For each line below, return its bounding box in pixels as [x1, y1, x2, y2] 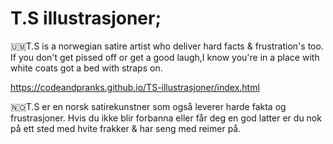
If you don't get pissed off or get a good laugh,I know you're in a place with [10, 51, 320, 63]
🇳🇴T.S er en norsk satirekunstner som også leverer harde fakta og [10, 100, 287, 112]
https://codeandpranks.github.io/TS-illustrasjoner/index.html [10, 81, 260, 93]
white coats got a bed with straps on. [10, 62, 163, 74]
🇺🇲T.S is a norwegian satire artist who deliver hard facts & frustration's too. [10, 40, 324, 52]
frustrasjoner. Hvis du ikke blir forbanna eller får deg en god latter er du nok [10, 112, 322, 124]
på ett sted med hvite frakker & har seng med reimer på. [10, 122, 242, 134]
